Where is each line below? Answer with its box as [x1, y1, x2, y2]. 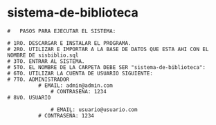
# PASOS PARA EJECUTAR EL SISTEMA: [7, 28, 116, 35]
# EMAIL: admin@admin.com [37, 81, 113, 89]
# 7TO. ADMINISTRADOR [7, 76, 70, 83]
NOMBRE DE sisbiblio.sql [7, 52, 79, 59]
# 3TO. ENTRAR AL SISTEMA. [7, 57, 85, 65]
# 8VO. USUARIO [7, 94, 51, 101]
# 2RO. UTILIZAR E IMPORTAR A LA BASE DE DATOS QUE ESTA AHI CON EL [7, 46, 209, 52]
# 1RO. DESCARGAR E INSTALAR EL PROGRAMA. [7, 39, 132, 46]
